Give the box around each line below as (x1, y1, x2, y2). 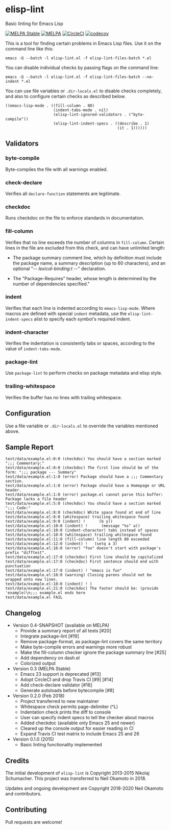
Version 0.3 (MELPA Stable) (12, 666, 71, 672)
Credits (5, 756, 30, 765)
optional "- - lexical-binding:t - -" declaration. (12, 265, 106, 272)
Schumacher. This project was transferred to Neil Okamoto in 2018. (5, 775, 146, 782)
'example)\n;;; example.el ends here (5, 591, 86, 596)
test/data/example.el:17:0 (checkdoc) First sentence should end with (5, 559, 159, 565)
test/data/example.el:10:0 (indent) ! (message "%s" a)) (5, 523, 140, 529)
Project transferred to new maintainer (20, 698, 100, 704)
